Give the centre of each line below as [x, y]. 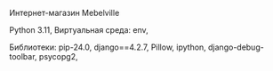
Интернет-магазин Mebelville [64, 13]
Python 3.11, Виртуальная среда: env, [79, 30]
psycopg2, [58, 56]
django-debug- [236, 47]
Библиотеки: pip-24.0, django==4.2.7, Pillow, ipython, [108, 47]
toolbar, [23, 56]
